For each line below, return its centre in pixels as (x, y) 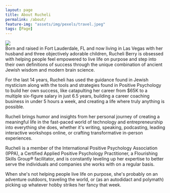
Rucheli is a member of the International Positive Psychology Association (81, 148)
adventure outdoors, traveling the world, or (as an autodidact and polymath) (84, 180)
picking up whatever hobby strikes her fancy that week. (63, 185)
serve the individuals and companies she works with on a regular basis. (80, 164)
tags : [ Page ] (19, 29)
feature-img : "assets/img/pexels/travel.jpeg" (55, 24)
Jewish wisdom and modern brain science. (50, 70)
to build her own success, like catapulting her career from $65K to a (76, 91)
